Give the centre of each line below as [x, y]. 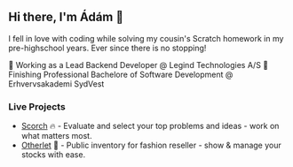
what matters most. [56, 136]
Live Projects [37, 106]
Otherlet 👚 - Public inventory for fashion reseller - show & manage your [151, 145]
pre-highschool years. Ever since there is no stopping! [107, 48]
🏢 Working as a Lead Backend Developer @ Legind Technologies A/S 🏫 [139, 65]
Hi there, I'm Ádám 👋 [66, 17]
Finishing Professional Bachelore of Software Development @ [121, 74]
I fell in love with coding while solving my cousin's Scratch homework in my [146, 38]
